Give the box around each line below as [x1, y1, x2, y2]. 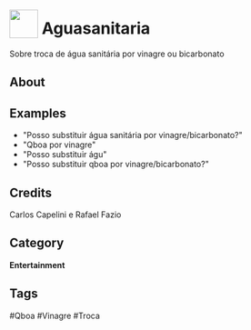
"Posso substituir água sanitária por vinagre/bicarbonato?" [22, 130, 243, 141]
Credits [9, 185, 53, 200]
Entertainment [9, 259, 65, 270]
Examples [9, 105, 66, 121]
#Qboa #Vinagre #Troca [9, 310, 100, 321]
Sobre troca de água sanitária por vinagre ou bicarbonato [9, 48, 225, 59]
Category [9, 235, 65, 251]
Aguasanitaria [41, 18, 151, 39]
